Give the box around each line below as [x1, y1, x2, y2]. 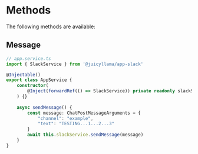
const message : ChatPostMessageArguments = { [27, 110, 141, 116]
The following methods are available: [6, 23, 95, 30]
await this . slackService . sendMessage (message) [27, 132, 144, 138]
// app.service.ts [6, 55, 51, 62]
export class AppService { [6, 77, 72, 83]
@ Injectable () [6, 72, 41, 78]
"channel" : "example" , [37, 115, 94, 121]
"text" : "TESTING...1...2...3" [37, 121, 115, 127]
